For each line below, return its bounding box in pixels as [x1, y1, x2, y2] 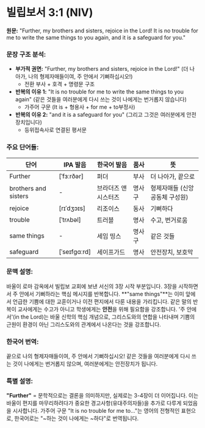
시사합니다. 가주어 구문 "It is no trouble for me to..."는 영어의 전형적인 [12, 407, 180, 415]
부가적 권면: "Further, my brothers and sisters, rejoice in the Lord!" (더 [15, 65, 189, 73]
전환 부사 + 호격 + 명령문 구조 [24, 81, 95, 88]
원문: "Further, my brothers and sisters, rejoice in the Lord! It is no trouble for [6, 27, 198, 34]
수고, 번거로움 [150, 216, 188, 224]
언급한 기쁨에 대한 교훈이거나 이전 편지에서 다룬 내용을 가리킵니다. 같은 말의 [12, 297, 192, 305]
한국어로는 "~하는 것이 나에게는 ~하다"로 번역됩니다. [14, 415, 139, 422]
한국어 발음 [96, 160, 127, 169]
